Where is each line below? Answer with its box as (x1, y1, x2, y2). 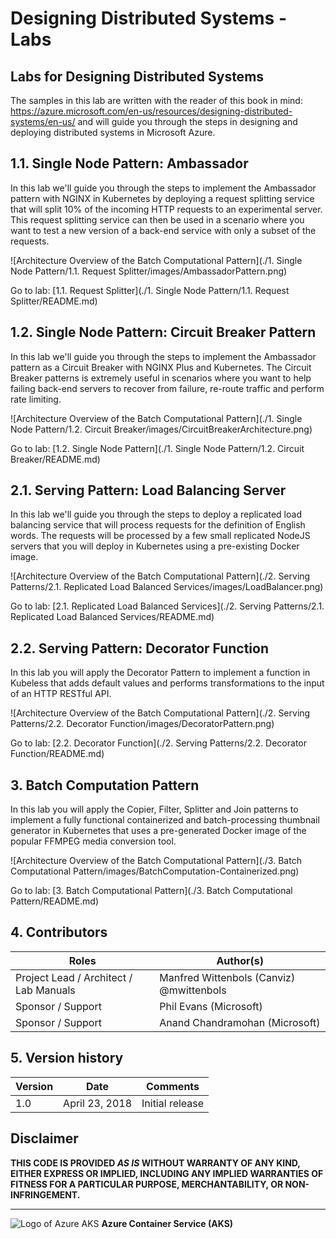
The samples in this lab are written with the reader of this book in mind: (10, 95, 303, 106)
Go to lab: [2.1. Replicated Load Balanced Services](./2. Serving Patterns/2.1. (10, 600, 325, 612)
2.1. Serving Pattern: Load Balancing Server (10, 482, 287, 499)
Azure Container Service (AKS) (101, 1217, 234, 1229)
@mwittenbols (159, 983, 227, 997)
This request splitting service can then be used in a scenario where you (10, 213, 305, 226)
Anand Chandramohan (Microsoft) (159, 1015, 321, 1029)
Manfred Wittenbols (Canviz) (159, 970, 296, 984)
